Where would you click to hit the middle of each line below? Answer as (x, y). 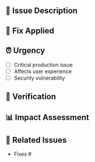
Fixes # (23, 154)
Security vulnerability (39, 78)
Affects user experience (43, 71)
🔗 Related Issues (36, 140)
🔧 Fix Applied (30, 31)
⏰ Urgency (25, 51)
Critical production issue (43, 64)
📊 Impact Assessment (47, 117)
